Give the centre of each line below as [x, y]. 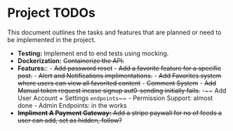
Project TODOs [52, 13]
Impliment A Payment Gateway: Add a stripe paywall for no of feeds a [120, 113]
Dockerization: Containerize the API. [71, 60]
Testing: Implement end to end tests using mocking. [93, 53]
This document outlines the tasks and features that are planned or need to [114, 32]
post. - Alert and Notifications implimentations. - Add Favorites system [119, 76]
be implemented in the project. [52, 39]
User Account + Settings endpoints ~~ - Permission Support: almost [115, 98]
